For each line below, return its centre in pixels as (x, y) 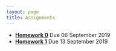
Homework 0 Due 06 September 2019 (63, 35)
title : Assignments (31, 18)
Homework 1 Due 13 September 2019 (61, 41)
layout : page (23, 12)
